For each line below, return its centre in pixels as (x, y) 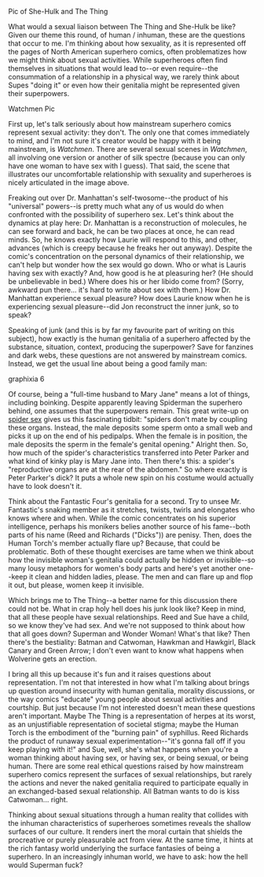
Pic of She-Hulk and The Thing (58, 11)
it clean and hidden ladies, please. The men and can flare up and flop (141, 577)
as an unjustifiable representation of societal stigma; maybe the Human (123, 724)
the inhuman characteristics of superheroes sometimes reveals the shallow (130, 823)
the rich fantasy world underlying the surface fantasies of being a (114, 848)
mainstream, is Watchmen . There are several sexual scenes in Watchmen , (128, 149)
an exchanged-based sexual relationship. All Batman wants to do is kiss (124, 791)
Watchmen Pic (31, 109)
